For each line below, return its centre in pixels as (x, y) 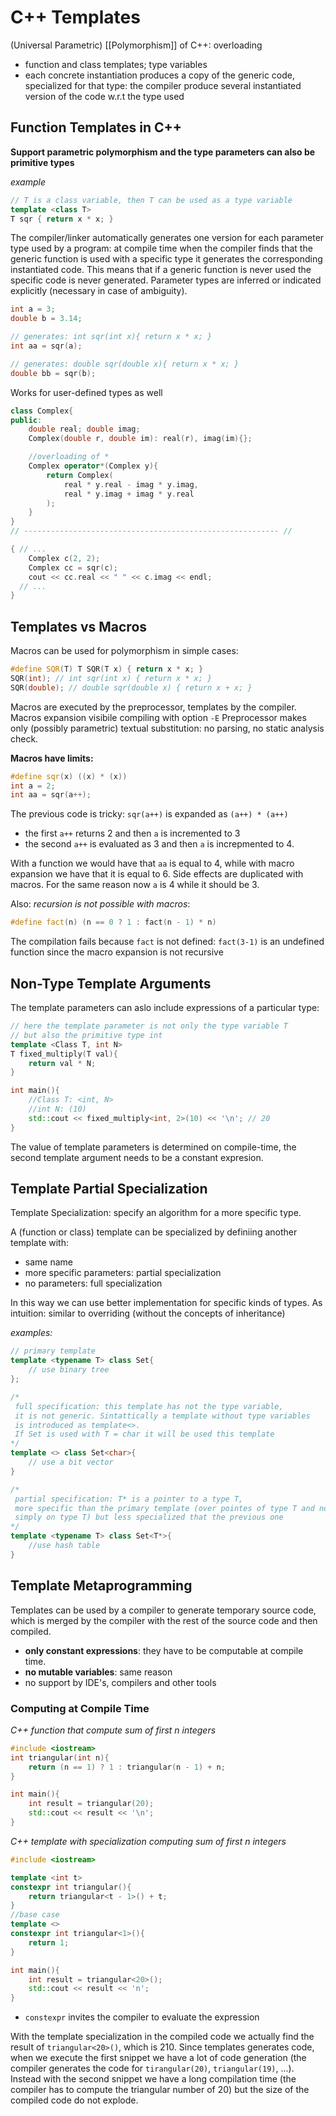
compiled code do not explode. (74, 2100)
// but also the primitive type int (86, 1035)
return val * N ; (62, 1063)
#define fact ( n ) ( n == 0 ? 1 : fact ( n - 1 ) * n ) (113, 922)
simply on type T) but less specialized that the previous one (149, 1517)
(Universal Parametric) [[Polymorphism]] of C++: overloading (136, 45)
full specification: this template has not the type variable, (149, 1406)
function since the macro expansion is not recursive (117, 952)
